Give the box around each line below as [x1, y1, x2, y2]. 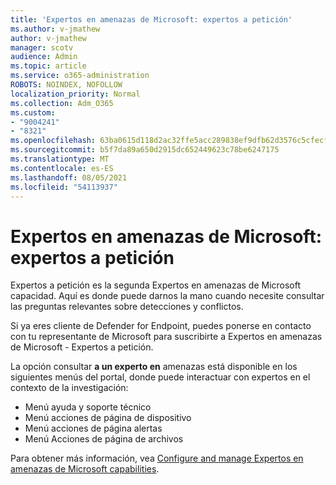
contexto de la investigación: [10, 382, 129, 394]
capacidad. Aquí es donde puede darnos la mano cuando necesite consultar [10, 290, 325, 302]
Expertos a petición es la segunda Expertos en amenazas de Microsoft [10, 279, 302, 291]
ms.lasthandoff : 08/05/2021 [10, 172, 128, 183]
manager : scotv [10, 42, 74, 53]
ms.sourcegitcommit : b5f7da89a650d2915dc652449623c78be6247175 [10, 145, 280, 155]
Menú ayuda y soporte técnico [24, 401, 152, 413]
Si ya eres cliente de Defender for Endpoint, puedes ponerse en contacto [10, 320, 312, 332]
